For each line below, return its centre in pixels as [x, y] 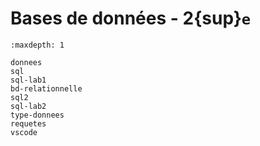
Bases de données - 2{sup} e [131, 18]
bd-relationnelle [46, 88]
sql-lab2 [28, 106]
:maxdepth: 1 [37, 45]
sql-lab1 [28, 80]
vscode [24, 132]
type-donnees [37, 115]
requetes [28, 123]
